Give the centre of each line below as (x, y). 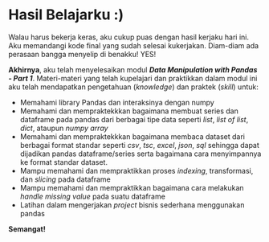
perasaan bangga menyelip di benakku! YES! (82, 54)
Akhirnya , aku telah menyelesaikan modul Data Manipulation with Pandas (133, 69)
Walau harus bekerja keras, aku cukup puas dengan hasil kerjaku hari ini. (128, 37)
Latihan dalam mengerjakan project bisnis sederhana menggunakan (132, 205)
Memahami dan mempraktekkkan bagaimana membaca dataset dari (132, 136)
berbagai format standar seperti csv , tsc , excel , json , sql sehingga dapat (139, 145)
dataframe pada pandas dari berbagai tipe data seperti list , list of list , (134, 119)
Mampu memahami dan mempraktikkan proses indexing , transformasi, (137, 170)
